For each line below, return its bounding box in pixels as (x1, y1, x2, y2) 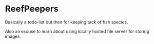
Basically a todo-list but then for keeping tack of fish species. (5, 19, 128, 25)
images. (5, 33, 21, 39)
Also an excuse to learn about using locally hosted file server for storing (5, 28, 150, 34)
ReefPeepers (5, 3, 59, 14)
